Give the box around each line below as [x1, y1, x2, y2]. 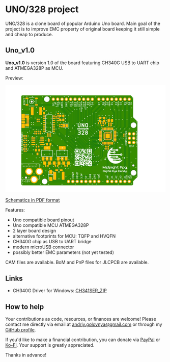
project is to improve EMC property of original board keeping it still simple [5, 25, 160, 32]
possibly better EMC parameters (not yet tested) [12, 249, 115, 255]
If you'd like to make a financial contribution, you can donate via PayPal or [5, 337, 160, 343]
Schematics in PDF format [5, 197, 60, 203]
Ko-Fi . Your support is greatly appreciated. [5, 342, 95, 348]
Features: [5, 207, 25, 213]
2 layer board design [12, 228, 56, 234]
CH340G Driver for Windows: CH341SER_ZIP [12, 288, 107, 294]
